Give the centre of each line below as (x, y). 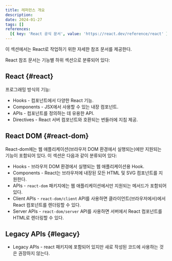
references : (18, 29)
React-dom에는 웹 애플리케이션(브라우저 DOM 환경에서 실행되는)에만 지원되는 (83, 149)
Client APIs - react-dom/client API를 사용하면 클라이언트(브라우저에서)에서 (89, 198)
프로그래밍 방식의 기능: (28, 89)
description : (19, 15)
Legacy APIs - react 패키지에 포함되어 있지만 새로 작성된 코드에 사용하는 (85, 247)
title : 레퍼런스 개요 (25, 10)
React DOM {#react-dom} (47, 136)
